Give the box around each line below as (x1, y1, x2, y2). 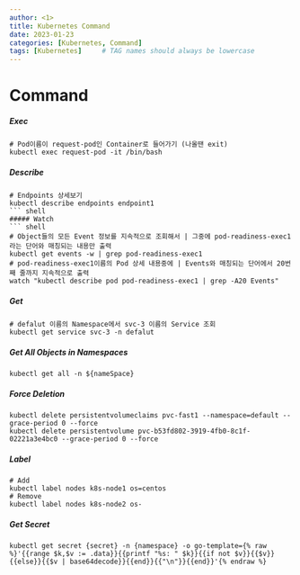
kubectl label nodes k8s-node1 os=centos (9, 484, 167, 493)
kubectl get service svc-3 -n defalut (9, 328, 154, 337)
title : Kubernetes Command (9, 22, 110, 31)
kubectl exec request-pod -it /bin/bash (9, 148, 163, 157)
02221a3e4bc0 (9, 435, 58, 444)
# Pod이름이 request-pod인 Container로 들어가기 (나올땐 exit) (9, 140, 228, 149)
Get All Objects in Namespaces (9, 346, 128, 357)
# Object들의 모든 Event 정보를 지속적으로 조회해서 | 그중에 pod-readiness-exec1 (9, 232, 292, 241)
